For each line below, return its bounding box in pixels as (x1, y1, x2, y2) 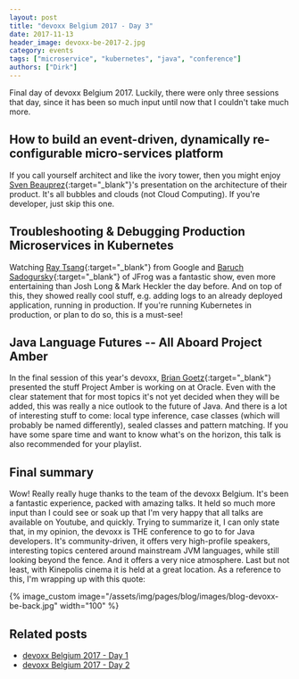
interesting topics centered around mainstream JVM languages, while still (9, 545, 279, 556)
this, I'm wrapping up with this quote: (9, 574, 145, 584)
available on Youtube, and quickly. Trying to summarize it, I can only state (9, 517, 279, 527)
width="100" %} (59, 600, 120, 611)
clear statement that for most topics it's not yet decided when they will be (9, 392, 280, 402)
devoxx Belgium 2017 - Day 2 (21, 659, 130, 670)
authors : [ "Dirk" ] (9, 63, 78, 72)
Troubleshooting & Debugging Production (9, 224, 245, 239)
